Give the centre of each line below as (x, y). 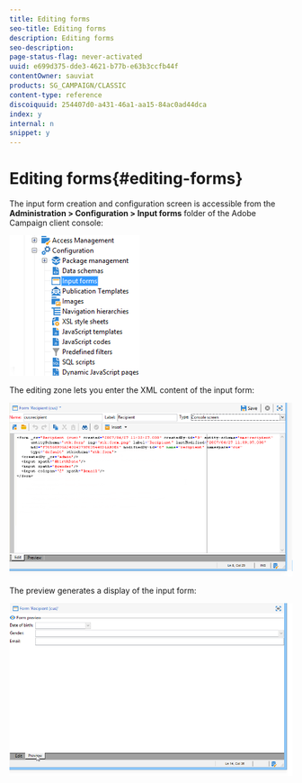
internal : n (31, 123)
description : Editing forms (62, 38)
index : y (26, 114)
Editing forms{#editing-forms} (126, 179)
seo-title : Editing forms (58, 28)
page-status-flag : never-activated (76, 57)
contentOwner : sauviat (52, 77)
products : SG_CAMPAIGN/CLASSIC (68, 86)
